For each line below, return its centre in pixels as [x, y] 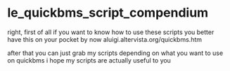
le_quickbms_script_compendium [108, 13]
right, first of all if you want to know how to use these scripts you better [111, 32]
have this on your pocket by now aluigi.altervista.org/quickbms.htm [105, 39]
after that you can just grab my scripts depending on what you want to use [115, 53]
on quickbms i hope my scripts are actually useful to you [89, 60]
